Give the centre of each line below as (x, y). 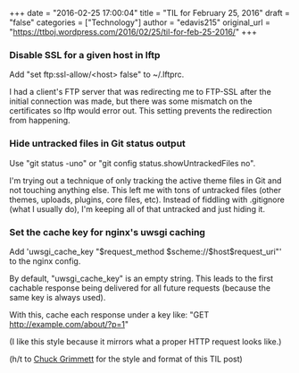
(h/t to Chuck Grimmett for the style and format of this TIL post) (126, 359)
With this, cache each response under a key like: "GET (109, 314)
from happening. (40, 121)
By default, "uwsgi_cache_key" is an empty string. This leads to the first (141, 278)
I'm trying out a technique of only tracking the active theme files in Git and (145, 180)
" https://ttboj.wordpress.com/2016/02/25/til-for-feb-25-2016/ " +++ (133, 32)
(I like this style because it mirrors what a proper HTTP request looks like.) (145, 341)
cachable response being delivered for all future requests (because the (140, 288)
